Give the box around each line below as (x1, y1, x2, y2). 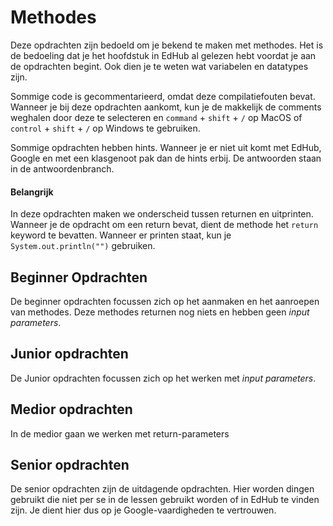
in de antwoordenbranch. (10, 162, 115, 175)
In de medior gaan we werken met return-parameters (10, 427, 230, 440)
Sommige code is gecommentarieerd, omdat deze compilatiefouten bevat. (10, 90, 316, 102)
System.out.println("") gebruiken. (10, 240, 156, 252)
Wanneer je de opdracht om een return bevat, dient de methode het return (10, 219, 319, 231)
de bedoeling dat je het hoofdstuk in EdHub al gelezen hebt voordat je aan (10, 49, 317, 61)
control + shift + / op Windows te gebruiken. (10, 122, 201, 134)
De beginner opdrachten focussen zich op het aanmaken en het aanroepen (10, 295, 320, 307)
